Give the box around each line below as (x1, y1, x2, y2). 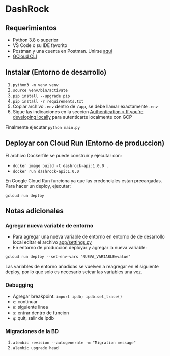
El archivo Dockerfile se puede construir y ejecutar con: (5, 152, 122, 158)
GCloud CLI (12, 53, 37, 59)
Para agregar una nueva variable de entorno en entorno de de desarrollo (12, 233, 165, 240)
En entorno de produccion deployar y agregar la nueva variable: (12, 245, 147, 251)
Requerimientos (5, 23, 57, 32)
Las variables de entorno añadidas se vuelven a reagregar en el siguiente (5, 264, 159, 270)
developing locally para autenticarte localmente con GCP (12, 114, 132, 120)
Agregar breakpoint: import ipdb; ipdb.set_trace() (12, 293, 123, 299)
